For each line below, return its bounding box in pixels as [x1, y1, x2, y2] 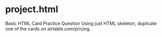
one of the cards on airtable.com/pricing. [5, 25, 91, 31]
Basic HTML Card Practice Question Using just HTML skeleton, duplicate [5, 20, 157, 26]
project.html [5, 4, 58, 15]
